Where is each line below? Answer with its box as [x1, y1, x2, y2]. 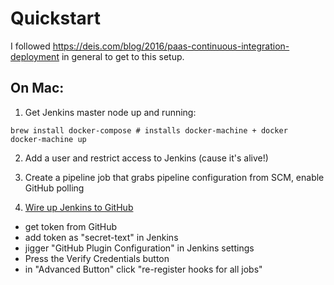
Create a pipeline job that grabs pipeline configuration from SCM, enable [24, 171, 325, 183]
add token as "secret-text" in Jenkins [24, 231, 179, 243]
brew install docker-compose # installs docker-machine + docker [10, 125, 288, 136]
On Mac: [10, 80, 65, 97]
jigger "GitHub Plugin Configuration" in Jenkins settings [24, 242, 255, 254]
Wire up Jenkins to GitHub [24, 201, 134, 213]
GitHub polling [24, 182, 85, 194]
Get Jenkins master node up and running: [24, 106, 197, 118]
